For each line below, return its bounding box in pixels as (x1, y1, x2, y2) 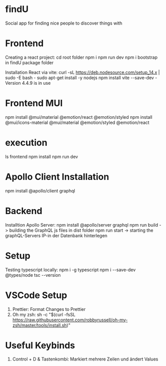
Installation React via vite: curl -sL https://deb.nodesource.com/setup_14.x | (5, 69, 160, 75)
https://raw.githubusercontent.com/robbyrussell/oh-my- (12, 317, 128, 323)
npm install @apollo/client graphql (5, 188, 76, 194)
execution (5, 137, 47, 148)
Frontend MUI (5, 98, 63, 109)
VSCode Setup (5, 289, 67, 301)
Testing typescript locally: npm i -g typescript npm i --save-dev (5, 267, 136, 273)
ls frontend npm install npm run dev (5, 153, 78, 159)
